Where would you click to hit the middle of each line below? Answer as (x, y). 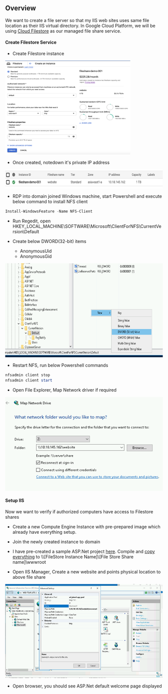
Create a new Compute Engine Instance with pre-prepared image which (86, 527)
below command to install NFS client (50, 202)
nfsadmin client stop (28, 375)
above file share (29, 577)
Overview (21, 8)
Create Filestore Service (31, 43)
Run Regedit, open (31, 221)
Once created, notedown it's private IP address (61, 163)
